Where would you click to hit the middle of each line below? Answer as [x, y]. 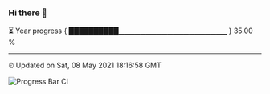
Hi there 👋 [28, 13]
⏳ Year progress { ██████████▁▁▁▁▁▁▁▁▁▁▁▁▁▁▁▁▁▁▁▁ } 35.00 [131, 31]
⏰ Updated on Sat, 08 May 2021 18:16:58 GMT [85, 65]
